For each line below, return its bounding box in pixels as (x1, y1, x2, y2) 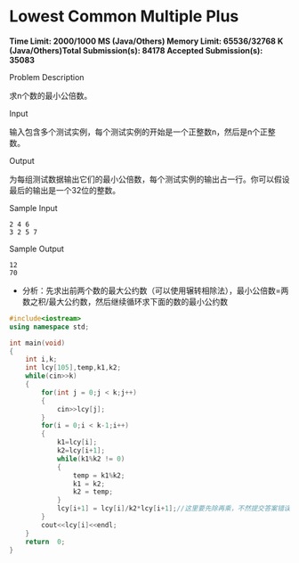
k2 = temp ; (72, 487, 114, 496)
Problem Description (9, 71, 85, 82)
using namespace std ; (9, 322, 90, 331)
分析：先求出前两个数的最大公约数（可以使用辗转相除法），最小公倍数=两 (21, 285, 289, 296)
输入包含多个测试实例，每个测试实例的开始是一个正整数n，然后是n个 (9, 126, 261, 137)
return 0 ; (25, 537, 66, 546)
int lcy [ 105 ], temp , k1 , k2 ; (25, 363, 122, 372)
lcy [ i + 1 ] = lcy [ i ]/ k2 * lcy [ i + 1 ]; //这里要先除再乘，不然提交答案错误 (56, 504, 291, 513)
